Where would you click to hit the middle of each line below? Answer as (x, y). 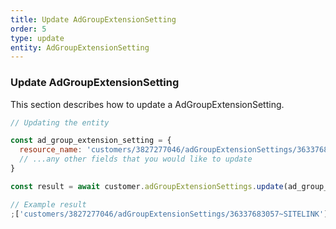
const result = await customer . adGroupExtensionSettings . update (147, 186)
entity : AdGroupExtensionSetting (80, 47)
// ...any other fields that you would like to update (136, 159)
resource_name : (51, 150)
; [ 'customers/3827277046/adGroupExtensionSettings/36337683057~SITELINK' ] (169, 214)
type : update (37, 38)
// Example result (48, 204)
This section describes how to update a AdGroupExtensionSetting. (147, 104)
